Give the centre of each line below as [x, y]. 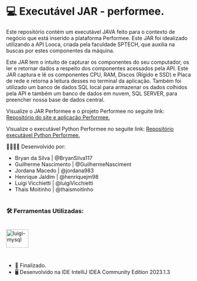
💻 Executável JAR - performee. [85, 12]
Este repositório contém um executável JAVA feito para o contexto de [91, 32]
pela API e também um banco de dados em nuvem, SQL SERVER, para [92, 93]
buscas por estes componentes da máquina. [60, 50]
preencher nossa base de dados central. [56, 99]
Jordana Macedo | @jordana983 [54, 170]
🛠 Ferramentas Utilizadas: [45, 211]
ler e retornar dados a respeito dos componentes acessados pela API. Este [97, 68]
